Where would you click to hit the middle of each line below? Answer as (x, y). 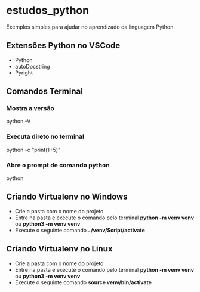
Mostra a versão (30, 108)
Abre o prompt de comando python (58, 165)
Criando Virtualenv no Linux (59, 249)
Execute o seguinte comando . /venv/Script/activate (80, 230)
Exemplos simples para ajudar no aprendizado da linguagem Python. (90, 27)
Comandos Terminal (45, 91)
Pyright (24, 73)
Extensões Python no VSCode (63, 46)
